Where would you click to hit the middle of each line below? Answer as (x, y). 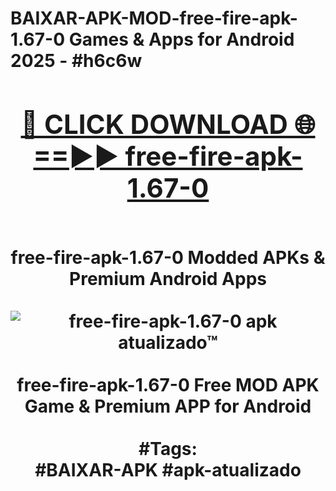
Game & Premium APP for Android (168, 406)
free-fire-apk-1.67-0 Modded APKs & (168, 257)
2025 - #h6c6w (76, 61)
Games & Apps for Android (181, 39)
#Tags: (168, 448)
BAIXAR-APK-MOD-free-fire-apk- (154, 18)
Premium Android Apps (168, 278)
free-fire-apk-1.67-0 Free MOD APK (168, 384)
